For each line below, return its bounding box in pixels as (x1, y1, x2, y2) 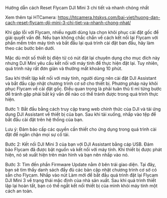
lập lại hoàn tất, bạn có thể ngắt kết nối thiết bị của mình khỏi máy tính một (5, 183, 158, 189)
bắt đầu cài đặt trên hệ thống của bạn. (5, 117, 83, 122)
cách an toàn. (5, 188, 33, 194)
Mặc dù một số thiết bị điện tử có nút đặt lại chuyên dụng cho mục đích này (5, 55, 160, 61)
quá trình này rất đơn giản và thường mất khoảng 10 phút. (5, 65, 123, 71)
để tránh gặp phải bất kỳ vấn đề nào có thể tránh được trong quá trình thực (5, 91, 159, 97)
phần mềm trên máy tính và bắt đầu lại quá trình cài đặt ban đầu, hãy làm (5, 40, 155, 46)
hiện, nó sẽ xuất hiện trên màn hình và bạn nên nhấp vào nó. (5, 152, 129, 158)
